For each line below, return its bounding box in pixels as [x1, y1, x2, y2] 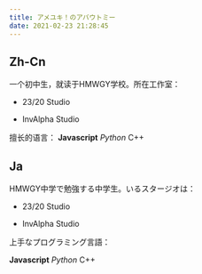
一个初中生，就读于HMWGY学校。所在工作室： [9, 79, 181, 90]
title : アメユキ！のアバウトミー [9, 12, 116, 22]
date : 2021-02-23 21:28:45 [9, 21, 109, 30]
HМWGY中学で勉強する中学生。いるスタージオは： [9, 183, 197, 194]
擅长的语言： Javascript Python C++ [9, 133, 144, 143]
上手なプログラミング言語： [9, 237, 111, 247]
